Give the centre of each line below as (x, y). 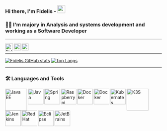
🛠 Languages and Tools (35, 79)
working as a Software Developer (46, 31)
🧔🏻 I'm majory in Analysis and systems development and (75, 24)
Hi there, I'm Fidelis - (31, 11)
